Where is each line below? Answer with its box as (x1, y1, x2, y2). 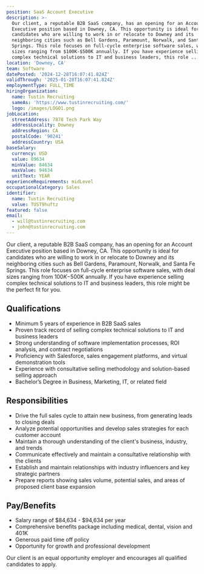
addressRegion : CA (12, 128, 59, 134)
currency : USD (12, 150, 47, 156)
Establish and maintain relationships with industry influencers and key (15, 463, 190, 471)
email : (6, 212, 23, 219)
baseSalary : (6, 144, 36, 151)
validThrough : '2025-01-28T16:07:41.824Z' (6, 77, 115, 83)
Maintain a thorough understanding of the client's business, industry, (15, 438, 188, 445)
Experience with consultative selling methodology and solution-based (15, 365, 190, 372)
